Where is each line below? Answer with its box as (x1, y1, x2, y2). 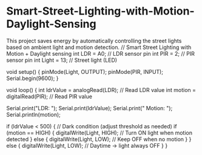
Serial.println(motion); (6, 111, 61, 118)
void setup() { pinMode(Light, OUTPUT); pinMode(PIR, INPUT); (6, 68, 164, 75)
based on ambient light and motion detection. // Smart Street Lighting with (6, 44, 192, 51)
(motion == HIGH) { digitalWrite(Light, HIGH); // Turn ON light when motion (6, 129, 193, 136)
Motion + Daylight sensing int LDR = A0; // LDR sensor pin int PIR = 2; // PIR (6, 50, 195, 57)
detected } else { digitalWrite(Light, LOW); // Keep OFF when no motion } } (6, 135, 192, 143)
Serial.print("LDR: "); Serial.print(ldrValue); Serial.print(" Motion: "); (6, 104, 173, 111)
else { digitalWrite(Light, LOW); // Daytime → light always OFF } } (6, 142, 168, 149)
